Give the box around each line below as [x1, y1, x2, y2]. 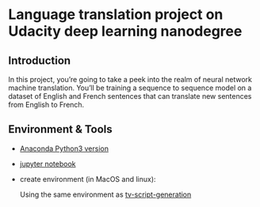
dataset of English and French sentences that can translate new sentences [8, 92, 252, 100]
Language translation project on [8, 6, 224, 24]
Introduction [8, 54, 71, 67]
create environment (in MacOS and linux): [19, 174, 156, 183]
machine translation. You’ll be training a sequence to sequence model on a [8, 83, 252, 92]
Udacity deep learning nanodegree [8, 22, 243, 40]
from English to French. [8, 100, 85, 109]
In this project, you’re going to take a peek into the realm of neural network [8, 75, 252, 84]
